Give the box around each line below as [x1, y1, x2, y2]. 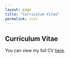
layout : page [5, 7, 32, 12]
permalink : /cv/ [5, 16, 38, 21]
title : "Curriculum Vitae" [5, 12, 60, 17]
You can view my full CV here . [5, 48, 66, 54]
